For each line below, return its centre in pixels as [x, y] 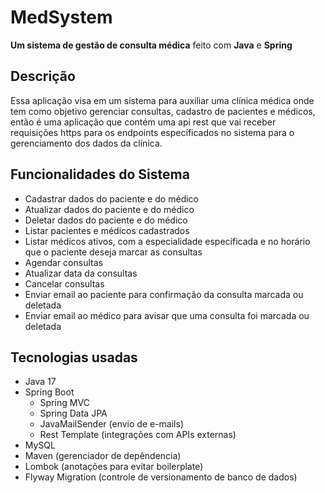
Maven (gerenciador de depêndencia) [103, 456]
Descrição [43, 76]
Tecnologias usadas [74, 357]
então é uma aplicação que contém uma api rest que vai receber [143, 122]
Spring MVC [64, 403]
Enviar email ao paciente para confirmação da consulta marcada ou [164, 294]
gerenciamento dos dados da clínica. [86, 143]
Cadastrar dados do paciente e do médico [111, 198]
